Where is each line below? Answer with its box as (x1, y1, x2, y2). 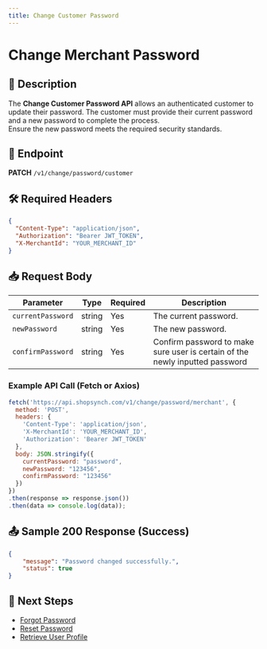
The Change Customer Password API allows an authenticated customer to (8, 99, 254, 108)
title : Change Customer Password (8, 11, 119, 20)
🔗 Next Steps (8, 594, 74, 608)
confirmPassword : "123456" (22, 472, 112, 480)
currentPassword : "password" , (22, 457, 123, 465)
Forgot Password (19, 615, 76, 624)
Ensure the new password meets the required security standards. (8, 124, 222, 134)
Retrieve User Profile (19, 632, 88, 641)
